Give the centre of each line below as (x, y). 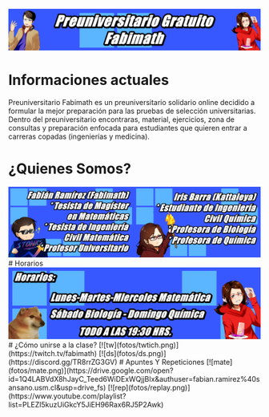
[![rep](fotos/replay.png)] (149, 387)
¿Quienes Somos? (70, 168)
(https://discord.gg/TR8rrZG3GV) (63, 362)
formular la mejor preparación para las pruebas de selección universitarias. (132, 111)
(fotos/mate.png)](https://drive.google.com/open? (91, 370)
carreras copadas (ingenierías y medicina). (79, 136)
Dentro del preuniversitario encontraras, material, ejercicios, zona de (121, 119)
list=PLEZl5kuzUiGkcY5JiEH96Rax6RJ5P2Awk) (86, 404)
